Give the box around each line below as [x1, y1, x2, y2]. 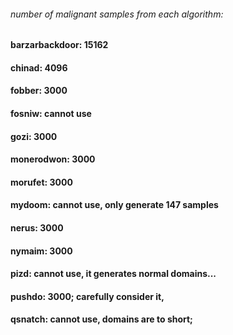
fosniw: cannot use [10, 107, 92, 119]
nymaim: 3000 [10, 245, 73, 257]
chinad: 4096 [10, 61, 68, 74]
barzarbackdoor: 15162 [10, 39, 109, 51]
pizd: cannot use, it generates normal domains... [10, 268, 217, 280]
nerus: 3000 [10, 221, 64, 234]
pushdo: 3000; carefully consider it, [10, 290, 165, 302]
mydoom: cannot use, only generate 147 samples [10, 199, 219, 211]
